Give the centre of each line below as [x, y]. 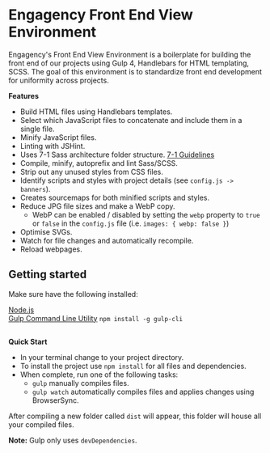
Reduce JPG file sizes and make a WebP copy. [97, 206]
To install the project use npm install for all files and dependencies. [133, 366]
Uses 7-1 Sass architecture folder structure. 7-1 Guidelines [117, 155]
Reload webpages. [51, 249]
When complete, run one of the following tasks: [99, 375]
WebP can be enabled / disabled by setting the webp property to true [146, 214]
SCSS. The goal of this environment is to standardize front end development [135, 71]
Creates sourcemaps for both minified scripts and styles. [115, 197]
